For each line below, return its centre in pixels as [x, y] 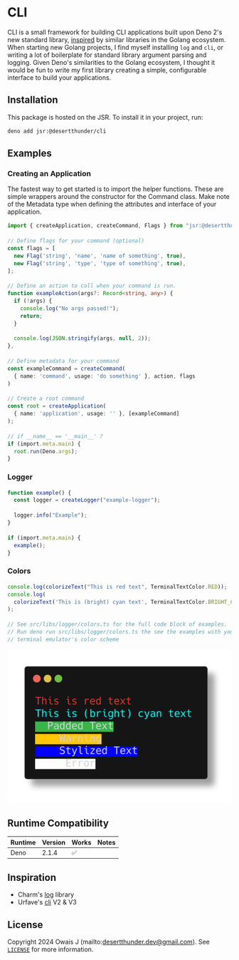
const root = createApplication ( [57, 406]
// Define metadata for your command [63, 361]
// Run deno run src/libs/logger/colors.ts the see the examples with [114, 632]
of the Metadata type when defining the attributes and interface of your [112, 205]
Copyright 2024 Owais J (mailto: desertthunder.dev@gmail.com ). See [108, 941]
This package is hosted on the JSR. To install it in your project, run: [105, 117]
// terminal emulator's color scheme [63, 639]
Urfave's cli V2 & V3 [47, 902]
